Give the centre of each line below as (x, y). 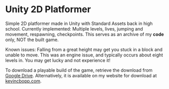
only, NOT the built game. (32, 40)
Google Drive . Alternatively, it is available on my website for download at (81, 75)
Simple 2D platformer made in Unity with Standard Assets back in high (79, 23)
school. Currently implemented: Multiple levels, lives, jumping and (74, 28)
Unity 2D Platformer (48, 9)
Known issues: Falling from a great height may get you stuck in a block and (84, 49)
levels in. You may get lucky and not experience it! (58, 60)
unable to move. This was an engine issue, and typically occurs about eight (84, 55)
